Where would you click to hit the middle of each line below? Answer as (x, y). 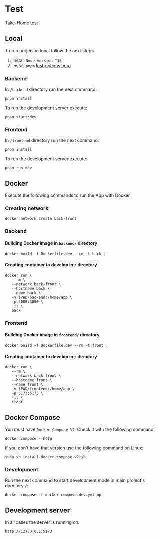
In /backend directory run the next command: (51, 89)
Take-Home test (22, 23)
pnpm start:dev (21, 117)
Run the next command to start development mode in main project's (75, 480)
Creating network (27, 208)
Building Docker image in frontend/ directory (52, 335)
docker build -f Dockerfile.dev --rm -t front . (57, 345)
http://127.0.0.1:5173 (29, 532)
